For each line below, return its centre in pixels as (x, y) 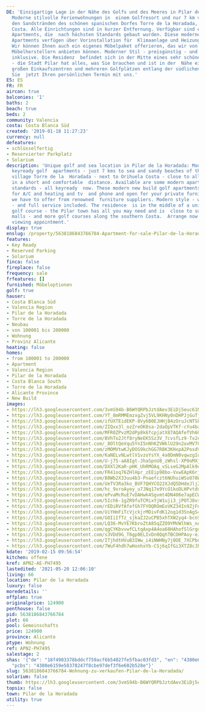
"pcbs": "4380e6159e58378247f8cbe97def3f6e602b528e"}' (83, 666)
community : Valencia (33, 120)
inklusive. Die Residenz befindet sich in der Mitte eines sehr (97, 57)
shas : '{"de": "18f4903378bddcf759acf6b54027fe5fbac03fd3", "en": (92, 660)
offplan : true (24, 597)
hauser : (16, 296)
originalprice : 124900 (35, 603)
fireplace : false (28, 268)
